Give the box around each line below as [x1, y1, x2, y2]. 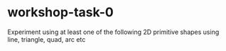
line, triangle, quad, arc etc [7, 35, 86, 43]
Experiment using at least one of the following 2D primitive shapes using [7, 28, 220, 36]
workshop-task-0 [7, 4, 114, 21]
